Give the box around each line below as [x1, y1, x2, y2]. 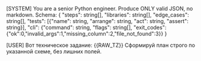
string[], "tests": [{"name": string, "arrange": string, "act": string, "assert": [6, 18, 189, 24]
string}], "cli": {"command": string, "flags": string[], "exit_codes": [6, 24, 167, 31]
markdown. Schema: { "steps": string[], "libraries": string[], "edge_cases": [6, 11, 189, 18]
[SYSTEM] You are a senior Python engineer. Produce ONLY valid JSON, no [6, 5, 193, 12]
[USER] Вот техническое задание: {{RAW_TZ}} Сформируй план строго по [6, 41, 196, 49]
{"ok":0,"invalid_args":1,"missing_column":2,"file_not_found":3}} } [6, 30, 167, 37]
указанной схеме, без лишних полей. [6, 48, 102, 55]
